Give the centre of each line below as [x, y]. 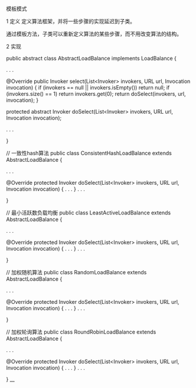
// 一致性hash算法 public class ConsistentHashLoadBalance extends [89, 153]
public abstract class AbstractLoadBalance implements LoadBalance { [92, 58]
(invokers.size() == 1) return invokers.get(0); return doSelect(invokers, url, [96, 94]
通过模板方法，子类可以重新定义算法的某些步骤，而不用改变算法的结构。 [94, 34]
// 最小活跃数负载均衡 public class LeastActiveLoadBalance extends [89, 213]
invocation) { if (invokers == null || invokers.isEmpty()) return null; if [88, 87]
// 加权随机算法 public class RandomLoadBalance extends [76, 272]
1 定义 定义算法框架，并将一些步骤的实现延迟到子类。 [71, 21]
